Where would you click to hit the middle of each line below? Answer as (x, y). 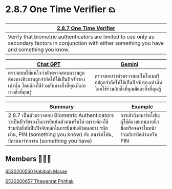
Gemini (129, 64)
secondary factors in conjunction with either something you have (86, 43)
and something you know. (39, 50)
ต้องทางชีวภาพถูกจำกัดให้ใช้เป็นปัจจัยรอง (47, 79)
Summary (62, 106)
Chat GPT (49, 64)
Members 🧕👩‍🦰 (28, 159)
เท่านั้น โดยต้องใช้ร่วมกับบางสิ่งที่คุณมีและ (47, 85)
